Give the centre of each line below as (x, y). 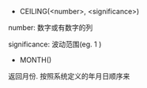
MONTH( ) (36, 60)
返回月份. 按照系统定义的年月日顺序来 (69, 76)
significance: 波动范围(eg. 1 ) (55, 44)
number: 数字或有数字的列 (51, 27)
